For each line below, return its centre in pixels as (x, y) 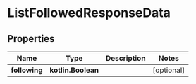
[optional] (169, 70)
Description (125, 58)
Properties (31, 39)
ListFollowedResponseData (89, 13)
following (27, 70)
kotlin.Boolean (74, 70)
